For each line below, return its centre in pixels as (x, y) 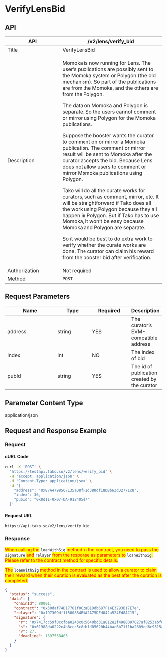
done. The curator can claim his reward (108, 251)
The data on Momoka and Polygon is (105, 106)
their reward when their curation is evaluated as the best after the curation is (83, 575)
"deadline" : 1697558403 (43, 636)
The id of (142, 366)
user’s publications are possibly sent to (108, 69)
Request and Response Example (56, 431)
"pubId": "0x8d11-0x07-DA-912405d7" (52, 500)
